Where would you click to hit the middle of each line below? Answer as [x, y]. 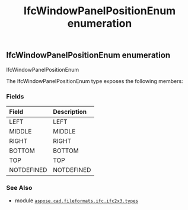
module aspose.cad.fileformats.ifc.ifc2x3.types [76, 201]
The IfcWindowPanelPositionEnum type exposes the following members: [95, 81]
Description [70, 112]
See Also [19, 187]
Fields [15, 96]
